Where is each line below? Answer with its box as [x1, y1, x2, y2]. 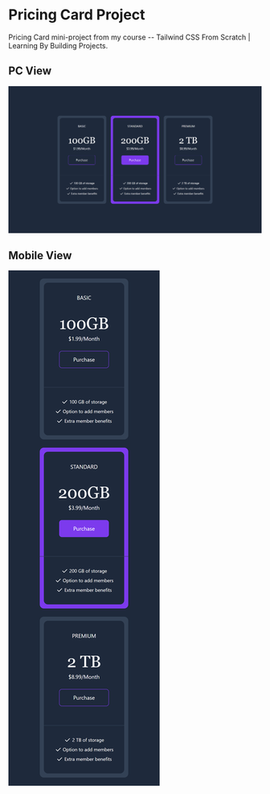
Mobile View [8, 249, 72, 263]
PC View [8, 64, 52, 78]
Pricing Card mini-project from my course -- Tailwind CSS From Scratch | [8, 32, 251, 42]
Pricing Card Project [8, 6, 146, 24]
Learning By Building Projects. [8, 40, 108, 50]
